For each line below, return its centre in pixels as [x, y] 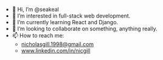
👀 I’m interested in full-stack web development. [71, 16]
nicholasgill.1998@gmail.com [57, 44]
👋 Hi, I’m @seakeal [35, 9]
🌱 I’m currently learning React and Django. [65, 22]
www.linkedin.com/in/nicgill [56, 51]
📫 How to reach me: [38, 35]
